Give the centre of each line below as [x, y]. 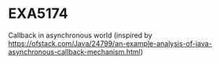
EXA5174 [38, 14]
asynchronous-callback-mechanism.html [75, 52]
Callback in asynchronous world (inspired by [81, 35]
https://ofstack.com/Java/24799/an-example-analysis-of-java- [110, 43]
